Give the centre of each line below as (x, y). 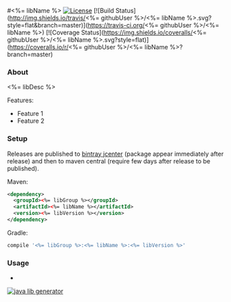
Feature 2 (31, 121)
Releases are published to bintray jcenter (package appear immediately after (115, 154)
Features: (21, 100)
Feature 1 (30, 114)
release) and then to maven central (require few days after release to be (109, 161)
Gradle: (18, 233)
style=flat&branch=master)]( (47, 25)
